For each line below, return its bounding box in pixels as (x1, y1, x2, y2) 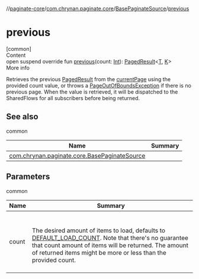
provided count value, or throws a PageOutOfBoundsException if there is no (6, 82, 191, 89)
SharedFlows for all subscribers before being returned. (6, 94, 140, 101)
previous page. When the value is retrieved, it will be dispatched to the (6, 88, 178, 95)
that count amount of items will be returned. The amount (31, 241, 188, 249)
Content (6, 52, 26, 59)
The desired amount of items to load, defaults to (31, 226, 166, 235)
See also (6, 112, 38, 122)
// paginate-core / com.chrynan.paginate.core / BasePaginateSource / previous (6, 5, 190, 12)
